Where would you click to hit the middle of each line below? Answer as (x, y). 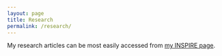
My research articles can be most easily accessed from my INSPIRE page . (111, 46)
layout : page (26, 13)
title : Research (30, 20)
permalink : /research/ (39, 26)
